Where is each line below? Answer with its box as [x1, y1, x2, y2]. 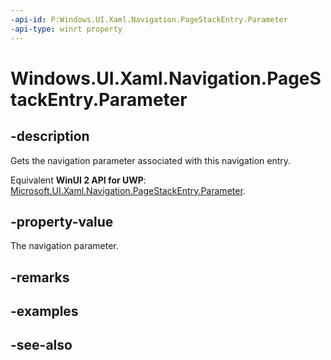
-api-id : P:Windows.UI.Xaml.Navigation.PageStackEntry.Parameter [10, 14, 288, 25]
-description [10, 128, 90, 145]
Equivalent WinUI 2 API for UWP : [10, 174, 147, 186]
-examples [10, 303, 79, 320]
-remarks [10, 269, 70, 286]
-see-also [10, 337, 73, 354]
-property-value [10, 213, 114, 230]
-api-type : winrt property [10, 24, 123, 34]
